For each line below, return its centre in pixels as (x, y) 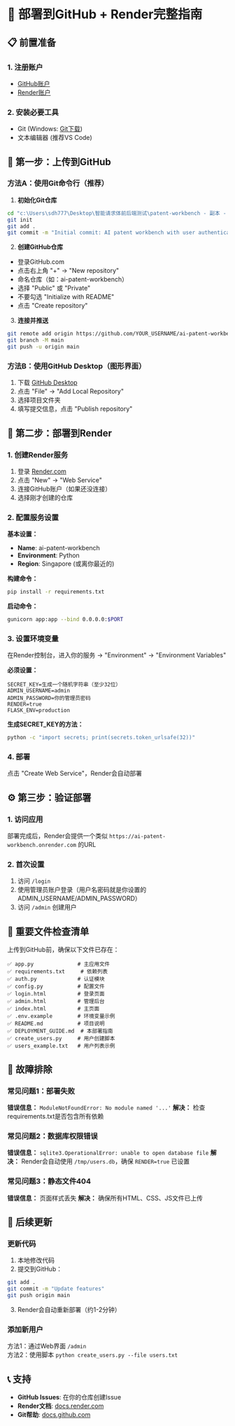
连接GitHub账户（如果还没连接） (64, 489)
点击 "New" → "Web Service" (60, 480)
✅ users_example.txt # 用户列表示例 (61, 1046)
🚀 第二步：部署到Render (60, 433)
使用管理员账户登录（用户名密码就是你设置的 (82, 890)
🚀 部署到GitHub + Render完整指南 (105, 14)
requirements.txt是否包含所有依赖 (56, 1116)
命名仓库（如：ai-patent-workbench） (72, 279)
